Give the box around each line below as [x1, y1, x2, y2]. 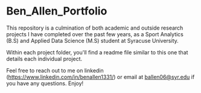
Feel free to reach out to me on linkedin [6, 66, 104, 74]
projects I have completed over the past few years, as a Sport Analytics [6, 30, 184, 37]
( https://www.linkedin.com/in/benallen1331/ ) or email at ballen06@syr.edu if [6, 73, 195, 80]
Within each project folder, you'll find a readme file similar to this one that [6, 48, 188, 56]
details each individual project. [6, 55, 83, 62]
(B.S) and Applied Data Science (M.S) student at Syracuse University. [6, 37, 179, 44]
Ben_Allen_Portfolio [6, 4, 107, 18]
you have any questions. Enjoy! [6, 80, 84, 87]
